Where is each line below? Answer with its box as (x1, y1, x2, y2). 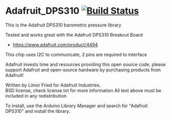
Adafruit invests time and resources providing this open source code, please (5, 61, 166, 67)
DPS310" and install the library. (5, 108, 70, 114)
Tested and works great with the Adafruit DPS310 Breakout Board (5, 32, 143, 38)
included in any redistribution (5, 93, 67, 99)
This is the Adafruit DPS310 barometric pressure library (5, 22, 121, 28)
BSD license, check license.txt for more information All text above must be (5, 87, 162, 94)
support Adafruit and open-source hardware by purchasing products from (5, 67, 161, 73)
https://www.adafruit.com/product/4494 (12, 41, 98, 48)
